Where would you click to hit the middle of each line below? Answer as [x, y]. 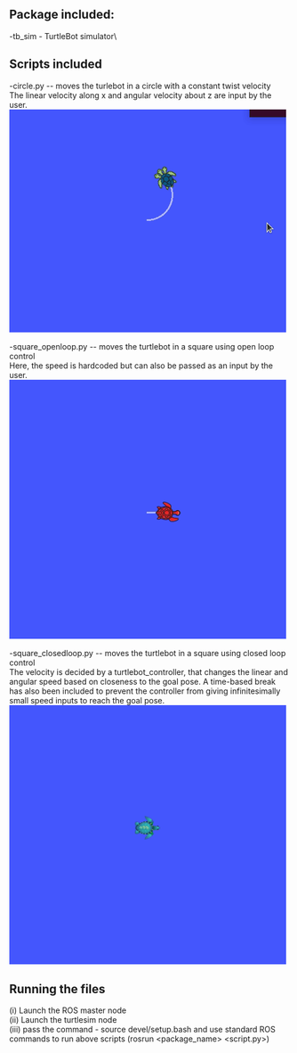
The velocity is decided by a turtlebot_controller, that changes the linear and [149, 671]
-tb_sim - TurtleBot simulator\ [63, 36]
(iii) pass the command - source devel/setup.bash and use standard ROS [142, 1030]
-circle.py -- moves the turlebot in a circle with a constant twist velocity [140, 86]
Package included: [62, 15]
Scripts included [56, 65]
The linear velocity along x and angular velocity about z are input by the [140, 95]
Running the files [57, 989]
